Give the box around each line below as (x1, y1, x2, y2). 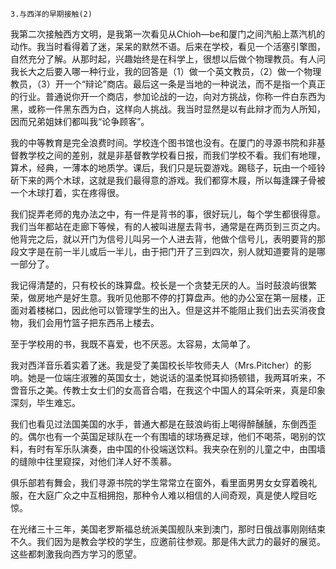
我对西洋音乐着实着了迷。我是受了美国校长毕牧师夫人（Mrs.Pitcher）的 (10, 359, 303, 371)
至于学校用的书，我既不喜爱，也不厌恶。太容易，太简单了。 (10, 338, 256, 350)
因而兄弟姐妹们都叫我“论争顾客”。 (10, 116, 150, 127)
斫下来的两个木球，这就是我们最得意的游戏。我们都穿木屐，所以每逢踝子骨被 (10, 174, 326, 186)
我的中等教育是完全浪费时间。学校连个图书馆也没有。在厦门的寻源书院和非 (10, 137, 317, 148)
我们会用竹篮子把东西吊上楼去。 (27, 317, 160, 328)
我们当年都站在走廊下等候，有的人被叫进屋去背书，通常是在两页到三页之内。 (10, 221, 326, 232)
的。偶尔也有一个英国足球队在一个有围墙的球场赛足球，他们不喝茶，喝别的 (10, 431, 317, 442)
